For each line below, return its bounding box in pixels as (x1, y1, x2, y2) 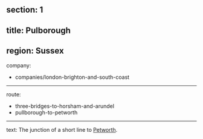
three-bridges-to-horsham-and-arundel (14, 102, 115, 110)
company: (6, 61, 31, 69)
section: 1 (6, 5, 43, 15)
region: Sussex (6, 46, 65, 56)
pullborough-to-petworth (14, 108, 78, 116)
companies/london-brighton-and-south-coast (14, 73, 130, 81)
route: (6, 90, 21, 98)
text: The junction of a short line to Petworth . (6, 126, 118, 133)
